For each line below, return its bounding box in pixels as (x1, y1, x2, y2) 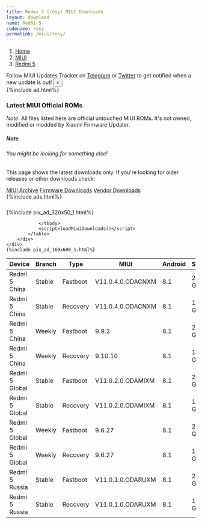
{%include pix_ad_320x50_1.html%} (6, 209, 94, 216)
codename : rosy (6, 25, 44, 32)
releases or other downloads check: (6, 175, 96, 182)
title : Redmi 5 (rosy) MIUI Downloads (6, 8, 103, 15)
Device (9, 260, 30, 268)
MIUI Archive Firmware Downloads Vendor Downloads (6, 187, 141, 194)
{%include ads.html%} (6, 193, 62, 200)
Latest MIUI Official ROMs (6, 101, 83, 110)
